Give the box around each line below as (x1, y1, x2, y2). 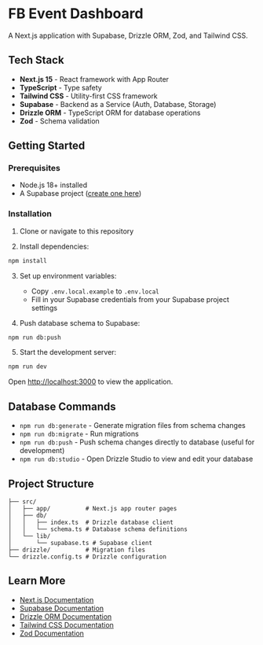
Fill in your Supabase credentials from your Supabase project (31, 294, 230, 304)
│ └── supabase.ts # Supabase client (8, 539, 153, 547)
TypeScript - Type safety (19, 83, 102, 92)
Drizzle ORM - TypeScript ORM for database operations (19, 108, 201, 117)
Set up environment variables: (19, 271, 117, 280)
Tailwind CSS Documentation (19, 620, 114, 629)
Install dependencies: (19, 241, 89, 251)
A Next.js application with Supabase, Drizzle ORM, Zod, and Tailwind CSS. (8, 31, 249, 40)
